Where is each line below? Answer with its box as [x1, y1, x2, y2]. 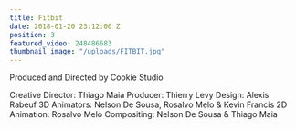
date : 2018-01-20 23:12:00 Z [9, 22, 121, 31]
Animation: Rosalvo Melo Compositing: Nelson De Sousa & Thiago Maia [9, 109, 279, 120]
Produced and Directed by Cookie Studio [9, 72, 164, 83]
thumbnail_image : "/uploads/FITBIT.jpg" [9, 47, 166, 56]
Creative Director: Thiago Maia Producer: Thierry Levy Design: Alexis [9, 90, 270, 101]
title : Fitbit [9, 13, 64, 23]
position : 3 [9, 30, 55, 39]
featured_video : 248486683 [9, 38, 112, 48]
